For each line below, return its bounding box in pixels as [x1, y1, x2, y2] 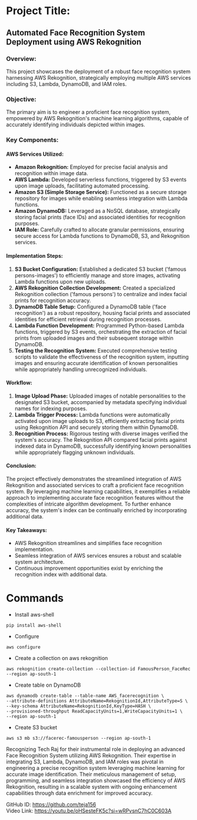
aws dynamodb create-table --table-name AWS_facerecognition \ [6, 693, 165, 699]
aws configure [6, 644, 41, 650]
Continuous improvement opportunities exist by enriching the [14, 565, 163, 572]
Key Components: [6, 136, 59, 144]
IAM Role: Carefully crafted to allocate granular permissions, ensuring [14, 226, 185, 234]
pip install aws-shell [6, 622, 62, 629]
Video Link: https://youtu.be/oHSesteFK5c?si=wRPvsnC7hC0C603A [6, 807, 172, 815]
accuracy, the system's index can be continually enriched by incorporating [6, 506, 187, 514]
